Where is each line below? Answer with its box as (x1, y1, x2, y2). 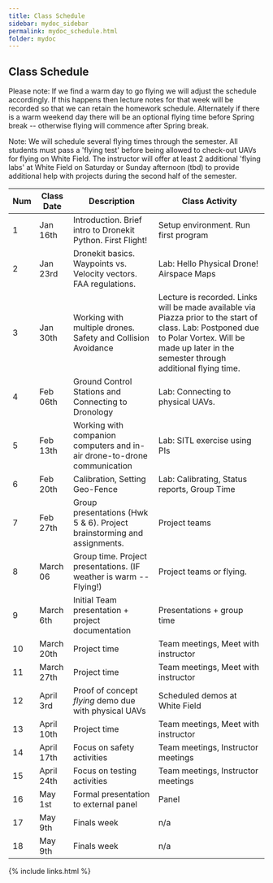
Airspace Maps (158, 268, 217, 280)
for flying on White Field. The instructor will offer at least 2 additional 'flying (8, 154, 262, 163)
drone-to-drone (84, 450, 148, 462)
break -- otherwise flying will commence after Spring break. (8, 121, 210, 131)
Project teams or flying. (158, 566, 248, 577)
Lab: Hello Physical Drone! (158, 258, 258, 269)
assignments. (72, 537, 124, 549)
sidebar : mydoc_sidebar (8, 20, 89, 28)
